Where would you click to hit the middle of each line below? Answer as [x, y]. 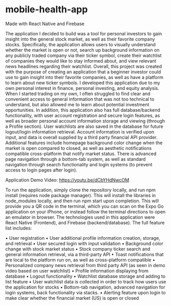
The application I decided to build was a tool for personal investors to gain [84, 33]
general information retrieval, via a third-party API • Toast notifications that [84, 254]
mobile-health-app [47, 9]
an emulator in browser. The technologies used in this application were [80, 217]
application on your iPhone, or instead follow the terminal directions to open [85, 212]
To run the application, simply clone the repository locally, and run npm [80, 190]
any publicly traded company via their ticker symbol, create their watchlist [83, 55]
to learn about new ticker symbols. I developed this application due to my [83, 83]
